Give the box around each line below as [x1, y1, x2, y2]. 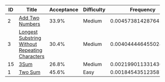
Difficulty [83, 6, 106, 13]
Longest [19, 29, 38, 35]
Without [19, 41, 37, 47]
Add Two [19, 15, 40, 21]
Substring [19, 35, 42, 41]
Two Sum [19, 69, 41, 75]
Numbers [19, 20, 40, 27]
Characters [19, 53, 45, 60]
